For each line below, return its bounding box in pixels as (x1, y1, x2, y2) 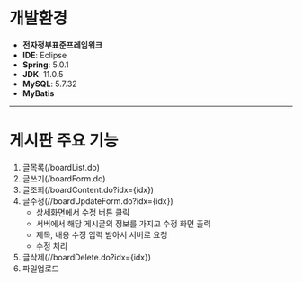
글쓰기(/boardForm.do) (22, 172, 106, 184)
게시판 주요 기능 (9, 131, 119, 151)
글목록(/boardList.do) (22, 162, 101, 172)
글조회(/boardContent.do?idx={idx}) (22, 184, 155, 195)
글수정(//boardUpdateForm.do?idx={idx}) (22, 195, 173, 207)
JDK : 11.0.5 (22, 68, 64, 79)
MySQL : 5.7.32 (22, 78, 78, 89)
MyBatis (22, 87, 55, 99)
